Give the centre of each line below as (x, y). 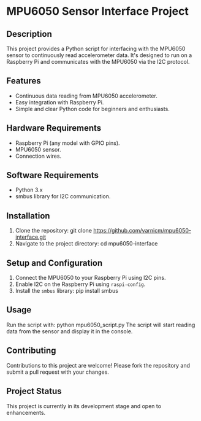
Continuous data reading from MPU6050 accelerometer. (86, 96)
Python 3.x (29, 190)
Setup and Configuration (55, 263)
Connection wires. (38, 156)
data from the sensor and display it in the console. (70, 331)
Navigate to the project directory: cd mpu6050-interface (86, 244)
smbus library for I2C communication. (63, 196)
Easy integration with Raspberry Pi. (59, 102)
